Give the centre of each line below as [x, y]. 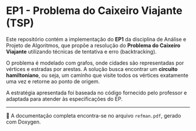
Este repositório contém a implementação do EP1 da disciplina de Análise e [96, 39]
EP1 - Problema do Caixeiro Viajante [94, 11]
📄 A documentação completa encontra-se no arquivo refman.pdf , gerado [94, 115]
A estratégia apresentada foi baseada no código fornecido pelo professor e [97, 93]
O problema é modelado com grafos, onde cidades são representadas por [95, 63]
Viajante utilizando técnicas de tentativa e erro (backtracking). [81, 51]
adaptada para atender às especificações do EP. [64, 99]
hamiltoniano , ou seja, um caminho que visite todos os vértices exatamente [97, 75]
